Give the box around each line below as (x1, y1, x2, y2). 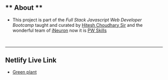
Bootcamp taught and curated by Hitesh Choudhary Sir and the (12, 22, 143, 28)
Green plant (12, 69, 37, 75)
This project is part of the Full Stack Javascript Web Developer (12, 16, 142, 23)
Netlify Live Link (5, 56, 56, 64)
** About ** (5, 3, 43, 12)
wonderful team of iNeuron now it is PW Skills (12, 27, 107, 33)
